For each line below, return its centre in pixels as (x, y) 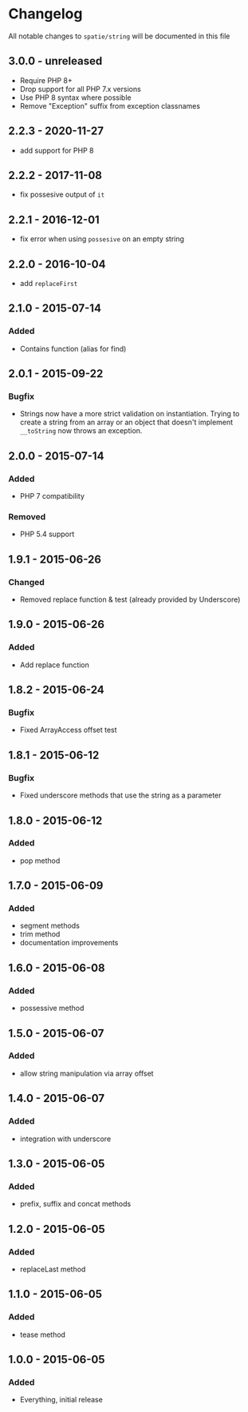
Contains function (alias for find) (73, 348)
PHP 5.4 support (47, 534)
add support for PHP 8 (57, 150)
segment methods (49, 926)
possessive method (52, 1008)
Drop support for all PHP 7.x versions (80, 89)
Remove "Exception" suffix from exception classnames (110, 105)
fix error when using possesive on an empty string (102, 239)
